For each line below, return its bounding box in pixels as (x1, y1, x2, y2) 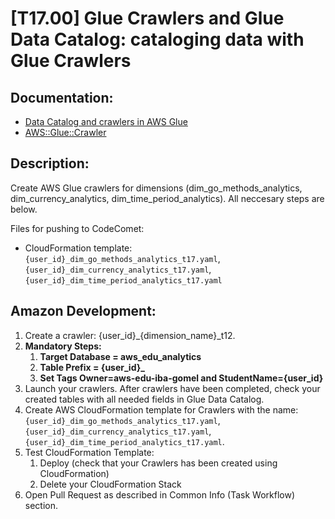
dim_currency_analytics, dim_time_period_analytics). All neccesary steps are (10, 192, 325, 204)
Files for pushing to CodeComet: (10, 222, 145, 234)
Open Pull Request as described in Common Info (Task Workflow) (24, 488, 296, 501)
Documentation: (10, 89, 114, 106)
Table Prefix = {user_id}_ (39, 361, 145, 373)
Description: (10, 155, 90, 172)
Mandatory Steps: (24, 340, 102, 352)
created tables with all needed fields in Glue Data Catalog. (24, 393, 265, 405)
